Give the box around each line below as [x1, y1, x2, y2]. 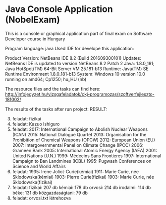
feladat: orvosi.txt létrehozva [12, 195, 71, 201]
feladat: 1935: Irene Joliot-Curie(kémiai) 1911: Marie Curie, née [12, 168, 139, 175]
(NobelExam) [5, 14, 60, 25]
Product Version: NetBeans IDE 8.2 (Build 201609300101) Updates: [5, 55, 141, 61]
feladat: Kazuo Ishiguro [12, 121, 60, 127]
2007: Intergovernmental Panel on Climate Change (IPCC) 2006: [12, 142, 144, 148]
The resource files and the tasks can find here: [5, 86, 101, 92]
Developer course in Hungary [5, 36, 65, 42]
